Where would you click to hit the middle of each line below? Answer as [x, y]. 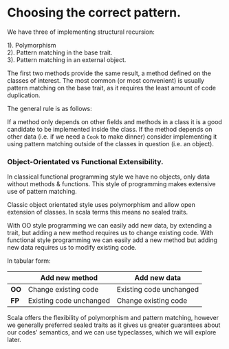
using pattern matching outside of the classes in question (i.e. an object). [111, 143]
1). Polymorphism [32, 45]
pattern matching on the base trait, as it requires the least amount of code [112, 88]
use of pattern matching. [42, 192]
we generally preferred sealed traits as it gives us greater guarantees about [114, 325]
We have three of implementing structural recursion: [81, 32]
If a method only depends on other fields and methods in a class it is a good [115, 121]
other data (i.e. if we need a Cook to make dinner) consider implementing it [112, 137]
